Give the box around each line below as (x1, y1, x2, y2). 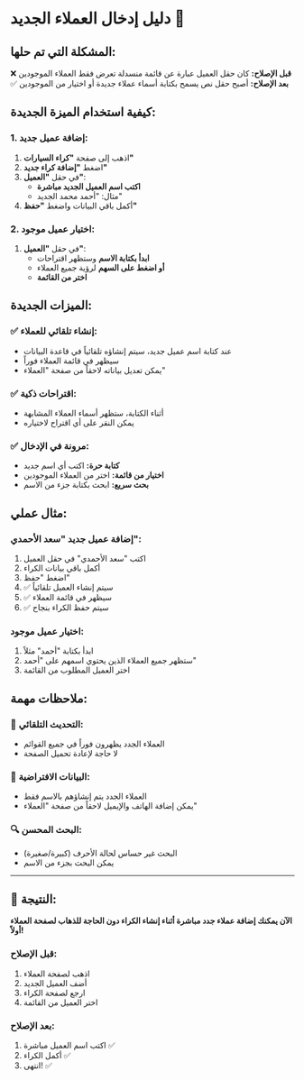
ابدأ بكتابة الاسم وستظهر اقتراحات (36, 252, 150, 263)
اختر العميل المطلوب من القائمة (23, 664, 130, 675)
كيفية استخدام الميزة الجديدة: (10, 105, 156, 120)
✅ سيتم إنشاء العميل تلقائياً (23, 581, 114, 592)
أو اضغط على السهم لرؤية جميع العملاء (36, 261, 165, 273)
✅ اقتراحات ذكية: (10, 387, 78, 399)
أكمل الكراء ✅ (23, 1049, 71, 1060)
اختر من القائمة (36, 271, 88, 282)
